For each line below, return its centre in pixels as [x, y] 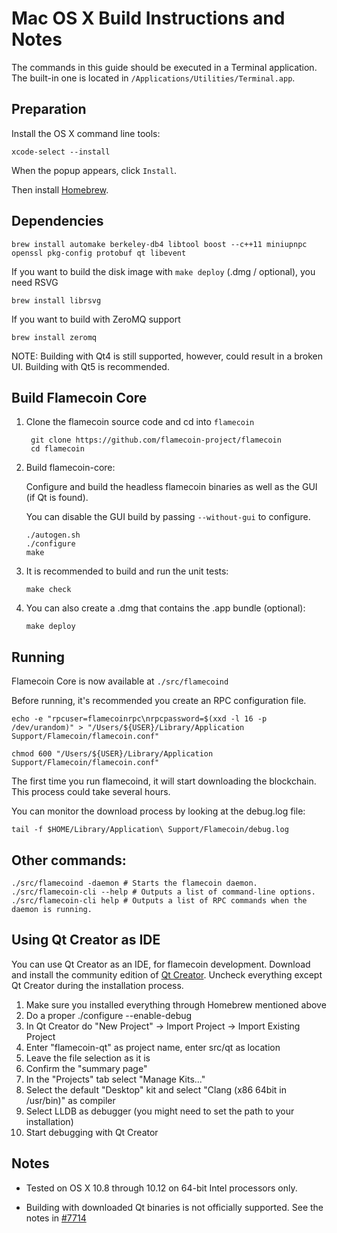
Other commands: [69, 860]
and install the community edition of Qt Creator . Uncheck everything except [167, 974]
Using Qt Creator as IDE [86, 940]
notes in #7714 [56, 1218]
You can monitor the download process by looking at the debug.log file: [158, 811]
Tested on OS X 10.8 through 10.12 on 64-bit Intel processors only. [161, 1188]
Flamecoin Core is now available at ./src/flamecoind [120, 681]
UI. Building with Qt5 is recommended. [90, 366]
